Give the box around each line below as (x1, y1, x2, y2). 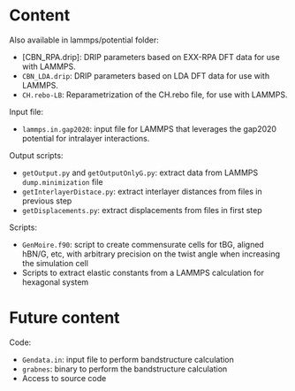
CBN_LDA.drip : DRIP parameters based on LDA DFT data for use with (21, 70, 270, 80)
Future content (9, 308, 121, 328)
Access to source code (21, 372, 107, 383)
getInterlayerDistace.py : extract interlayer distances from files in (21, 186, 262, 196)
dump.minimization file (21, 176, 103, 187)
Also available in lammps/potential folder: (9, 34, 159, 45)
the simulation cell (21, 257, 88, 268)
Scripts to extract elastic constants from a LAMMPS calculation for (21, 267, 265, 278)
